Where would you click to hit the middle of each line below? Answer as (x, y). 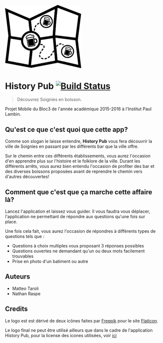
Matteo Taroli (25, 288)
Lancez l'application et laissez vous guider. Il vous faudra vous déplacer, (78, 211)
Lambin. (13, 114)
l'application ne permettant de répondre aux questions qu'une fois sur (75, 217)
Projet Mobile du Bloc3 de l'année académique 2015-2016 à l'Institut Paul (78, 109)
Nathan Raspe (26, 293)
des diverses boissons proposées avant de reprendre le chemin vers (74, 171)
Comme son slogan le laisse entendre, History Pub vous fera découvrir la (79, 141)
